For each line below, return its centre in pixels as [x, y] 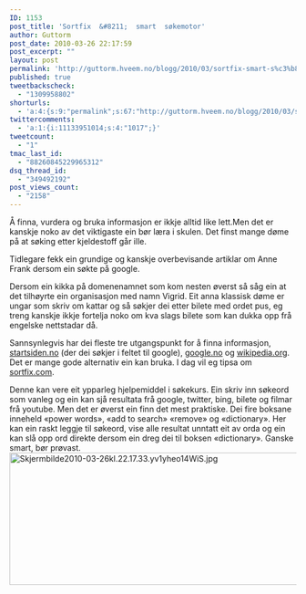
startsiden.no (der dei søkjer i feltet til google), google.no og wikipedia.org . [149, 353]
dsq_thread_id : [38, 171]
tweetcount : [32, 137]
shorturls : [30, 103]
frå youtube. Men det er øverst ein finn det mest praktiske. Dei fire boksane [151, 409]
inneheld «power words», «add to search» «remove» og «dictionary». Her [148, 419]
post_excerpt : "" [42, 52]
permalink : [30, 69]
